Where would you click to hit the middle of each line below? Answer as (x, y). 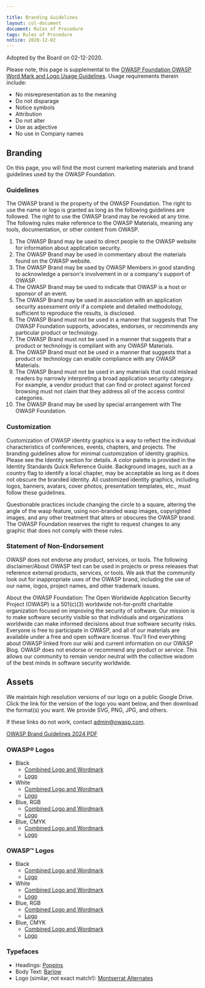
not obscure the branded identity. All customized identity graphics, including (102, 479)
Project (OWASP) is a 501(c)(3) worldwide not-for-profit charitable (90, 604)
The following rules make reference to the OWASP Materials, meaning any (100, 223)
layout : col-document (34, 23)
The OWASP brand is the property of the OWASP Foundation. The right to (99, 204)
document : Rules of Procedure (45, 29)
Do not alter (30, 121)
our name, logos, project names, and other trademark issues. (83, 585)
